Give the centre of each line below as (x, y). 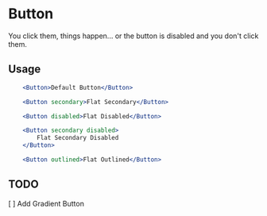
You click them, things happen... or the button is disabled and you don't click (133, 36)
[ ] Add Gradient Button (46, 203)
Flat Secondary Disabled (78, 138)
